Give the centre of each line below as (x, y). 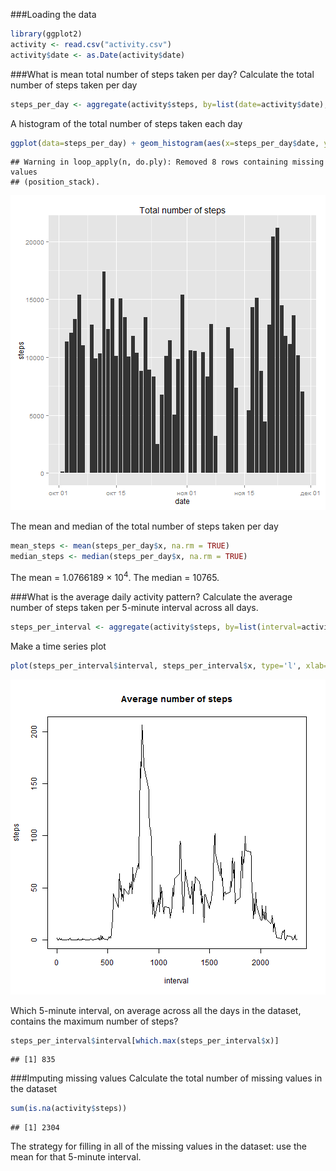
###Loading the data (53, 14)
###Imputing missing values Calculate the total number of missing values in (166, 1078)
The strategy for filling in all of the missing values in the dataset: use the (158, 1146)
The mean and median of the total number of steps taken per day (144, 526)
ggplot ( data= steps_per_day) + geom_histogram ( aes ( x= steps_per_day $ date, (165, 143)
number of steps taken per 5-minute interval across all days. (134, 607)
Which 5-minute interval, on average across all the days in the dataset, (156, 1010)
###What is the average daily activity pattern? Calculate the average (151, 596)
